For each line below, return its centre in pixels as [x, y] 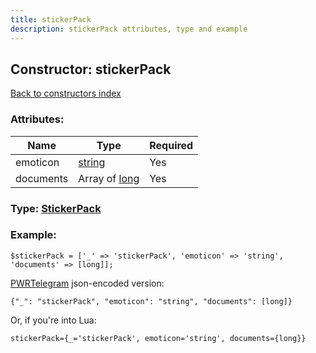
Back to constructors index [66, 93]
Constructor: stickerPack [91, 69]
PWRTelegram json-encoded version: [87, 283]
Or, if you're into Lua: [53, 320]
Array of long [109, 178]
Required [171, 145]
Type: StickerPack [56, 208]
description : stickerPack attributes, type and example [129, 29]
